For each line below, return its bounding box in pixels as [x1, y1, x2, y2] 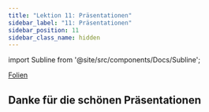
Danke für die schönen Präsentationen [8, 93, 202, 106]
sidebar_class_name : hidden [8, 33, 101, 42]
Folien [8, 70, 28, 80]
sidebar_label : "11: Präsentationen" [8, 19, 132, 27]
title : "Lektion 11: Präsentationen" [8, 11, 132, 20]
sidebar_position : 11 [8, 26, 80, 34]
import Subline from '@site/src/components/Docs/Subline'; [8, 55, 201, 65]
